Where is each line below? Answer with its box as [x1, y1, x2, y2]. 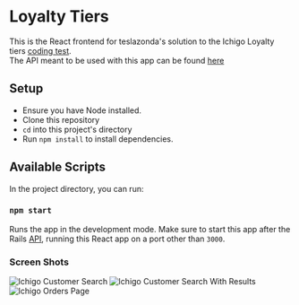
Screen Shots [9, 256, 70, 268]
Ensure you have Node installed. [21, 105, 141, 116]
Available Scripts [9, 160, 106, 175]
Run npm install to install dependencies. [21, 133, 174, 144]
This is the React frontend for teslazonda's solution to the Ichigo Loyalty [9, 36, 275, 47]
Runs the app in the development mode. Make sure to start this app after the [9, 223, 291, 234]
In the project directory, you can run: [9, 183, 144, 194]
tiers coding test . [9, 45, 72, 56]
